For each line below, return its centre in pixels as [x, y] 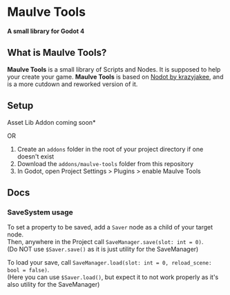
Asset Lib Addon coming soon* [51, 122]
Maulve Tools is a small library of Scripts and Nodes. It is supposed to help [114, 69]
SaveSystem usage [40, 212]
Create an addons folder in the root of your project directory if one [110, 149]
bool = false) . [28, 270]
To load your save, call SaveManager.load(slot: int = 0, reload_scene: [109, 263]
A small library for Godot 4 [46, 31]
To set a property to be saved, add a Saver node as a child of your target [110, 227]
